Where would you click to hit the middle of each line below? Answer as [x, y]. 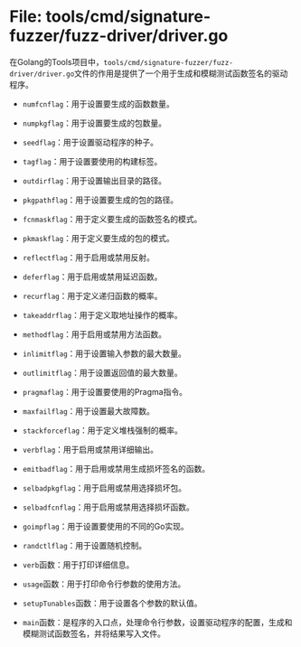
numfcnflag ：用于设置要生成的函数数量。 [98, 103]
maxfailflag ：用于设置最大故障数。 [89, 411]
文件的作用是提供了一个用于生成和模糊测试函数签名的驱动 [181, 73]
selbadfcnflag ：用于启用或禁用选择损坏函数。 [108, 507]
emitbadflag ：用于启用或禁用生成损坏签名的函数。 [116, 468]
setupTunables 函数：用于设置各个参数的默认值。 [112, 603]
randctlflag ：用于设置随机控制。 [85, 545]
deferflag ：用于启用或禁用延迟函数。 [92, 277]
